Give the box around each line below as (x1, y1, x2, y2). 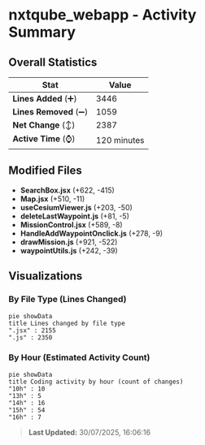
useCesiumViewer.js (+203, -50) (20, 202, 133, 212)
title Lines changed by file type (8, 319, 126, 327)
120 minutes (95, 134, 145, 145)
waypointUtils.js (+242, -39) (20, 245, 118, 255)
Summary (8, 23, 76, 41)
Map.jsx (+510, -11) (20, 193, 85, 204)
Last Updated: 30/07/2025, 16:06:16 (28, 427, 151, 437)
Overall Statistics (8, 55, 98, 69)
